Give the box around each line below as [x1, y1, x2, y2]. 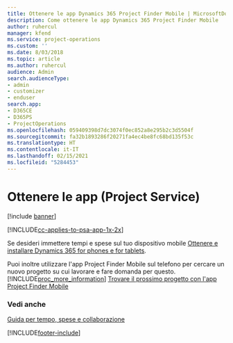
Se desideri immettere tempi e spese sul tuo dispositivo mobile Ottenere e [7, 239, 218, 247]
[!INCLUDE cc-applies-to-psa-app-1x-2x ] [7, 225, 124, 234]
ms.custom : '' [7, 42, 49, 49]
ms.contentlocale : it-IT [7, 146, 79, 153]
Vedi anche [7, 299, 46, 309]
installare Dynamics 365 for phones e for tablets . [7, 246, 147, 255]
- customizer [7, 88, 45, 95]
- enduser [7, 95, 36, 102]
